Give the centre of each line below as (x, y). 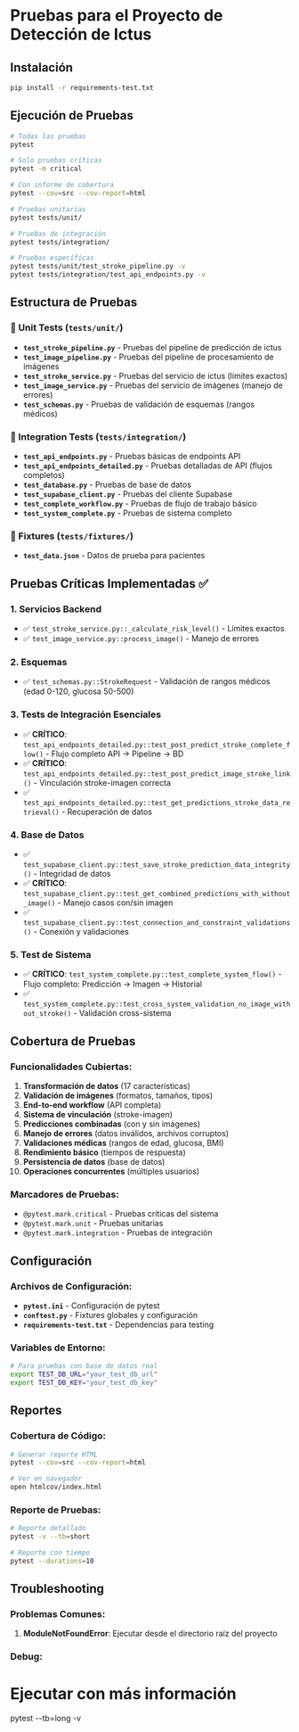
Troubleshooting (57, 1589)
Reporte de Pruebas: (56, 1510)
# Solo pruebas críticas (56, 161)
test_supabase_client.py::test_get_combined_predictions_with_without (157, 894)
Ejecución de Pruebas (72, 115)
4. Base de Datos (47, 835)
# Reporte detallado (48, 1529)
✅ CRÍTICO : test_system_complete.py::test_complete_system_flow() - (153, 974)
